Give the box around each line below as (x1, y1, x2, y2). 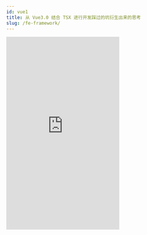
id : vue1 (6, 8, 28, 15)
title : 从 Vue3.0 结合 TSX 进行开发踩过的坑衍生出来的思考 (6, 14, 142, 20)
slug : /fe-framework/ (6, 20, 61, 26)
